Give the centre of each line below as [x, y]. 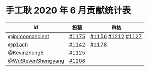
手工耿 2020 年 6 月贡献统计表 [68, 10]
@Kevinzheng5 [26, 52]
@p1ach [18, 44]
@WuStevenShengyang [36, 61]
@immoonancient [29, 36]
